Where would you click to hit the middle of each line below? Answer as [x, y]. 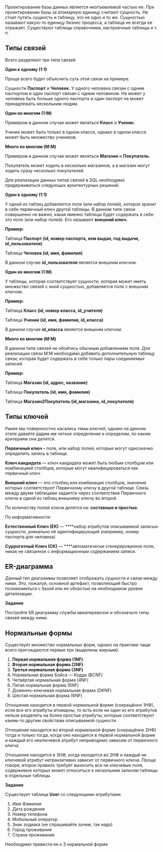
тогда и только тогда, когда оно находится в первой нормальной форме [80, 735]
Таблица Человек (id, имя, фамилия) [44, 253]
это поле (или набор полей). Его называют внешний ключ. [66, 219]
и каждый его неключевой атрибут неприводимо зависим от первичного [81, 740]
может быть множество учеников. [41, 137]
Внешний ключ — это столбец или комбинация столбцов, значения [76, 482]
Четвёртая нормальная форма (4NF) [50, 680]
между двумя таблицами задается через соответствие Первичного [76, 493]
